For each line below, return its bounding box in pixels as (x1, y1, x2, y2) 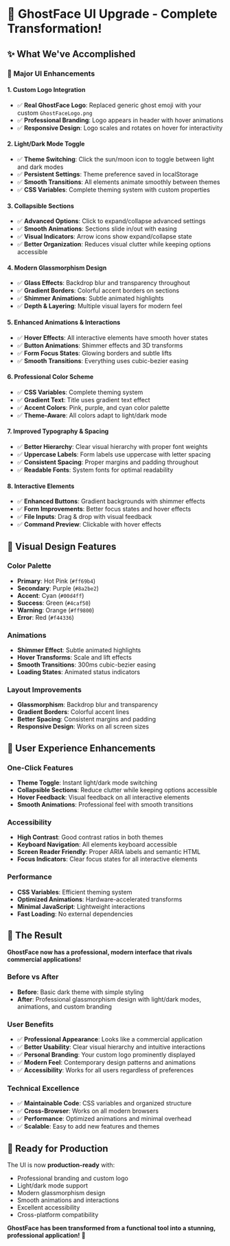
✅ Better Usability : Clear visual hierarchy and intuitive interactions (16, 1043, 206, 1051)
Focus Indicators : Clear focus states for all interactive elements (16, 855, 198, 864)
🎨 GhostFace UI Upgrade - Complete (7, 6, 218, 22)
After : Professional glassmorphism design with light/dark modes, (16, 995, 201, 1003)
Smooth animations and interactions (16, 1196, 119, 1204)
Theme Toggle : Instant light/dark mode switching (16, 778, 158, 787)
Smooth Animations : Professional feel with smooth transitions (16, 800, 194, 809)
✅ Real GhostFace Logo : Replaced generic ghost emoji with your (16, 101, 202, 109)
